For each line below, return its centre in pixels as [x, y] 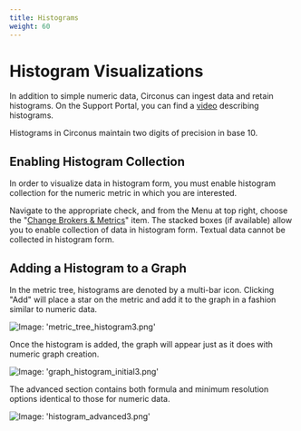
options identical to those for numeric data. [90, 399]
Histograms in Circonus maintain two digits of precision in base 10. [134, 133]
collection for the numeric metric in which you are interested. [123, 193]
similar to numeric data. [53, 309]
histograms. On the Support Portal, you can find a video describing [135, 106]
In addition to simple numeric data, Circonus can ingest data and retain [141, 96]
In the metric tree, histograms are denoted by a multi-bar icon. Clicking [142, 290]
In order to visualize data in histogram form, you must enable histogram [143, 183]
